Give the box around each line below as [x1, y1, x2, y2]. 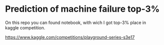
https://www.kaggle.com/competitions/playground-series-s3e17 [5, 34, 135, 40]
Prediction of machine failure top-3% [5, 3, 160, 15]
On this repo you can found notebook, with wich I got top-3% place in [5, 20, 146, 25]
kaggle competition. [5, 24, 46, 30]
